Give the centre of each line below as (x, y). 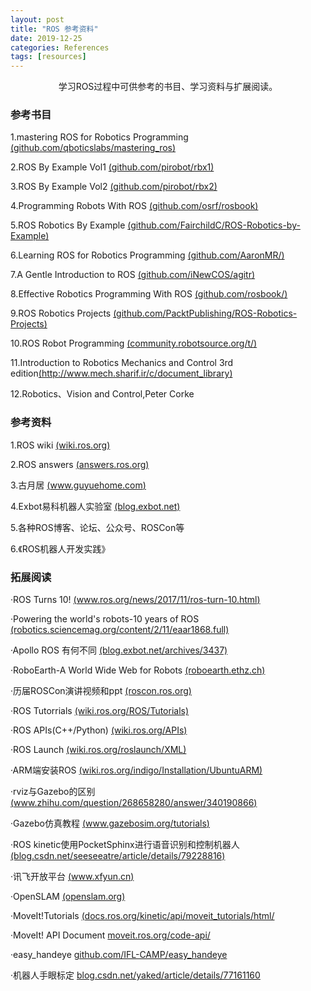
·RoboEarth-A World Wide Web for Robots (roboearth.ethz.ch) (138, 670)
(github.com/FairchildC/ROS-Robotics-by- (214, 225)
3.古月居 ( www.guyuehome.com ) (78, 485)
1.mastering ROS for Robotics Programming (99, 137)
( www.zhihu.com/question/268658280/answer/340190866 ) (134, 803)
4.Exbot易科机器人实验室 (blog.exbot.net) (95, 506)
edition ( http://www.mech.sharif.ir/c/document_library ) (121, 373)
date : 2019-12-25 (46, 38)
